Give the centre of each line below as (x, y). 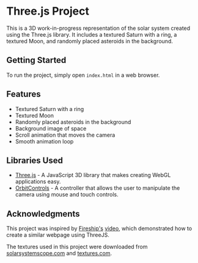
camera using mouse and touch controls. (67, 195)
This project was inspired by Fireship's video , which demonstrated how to (99, 229)
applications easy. (38, 182)
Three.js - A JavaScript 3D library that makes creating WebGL (93, 175)
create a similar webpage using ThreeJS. (58, 235)
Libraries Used (35, 160)
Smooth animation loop (44, 141)
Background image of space (51, 128)
